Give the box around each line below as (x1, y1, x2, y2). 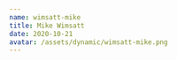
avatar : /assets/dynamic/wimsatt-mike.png (9, 37, 168, 47)
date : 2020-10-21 (9, 29, 73, 38)
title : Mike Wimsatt (9, 21, 86, 30)
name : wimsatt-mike (9, 12, 81, 22)
